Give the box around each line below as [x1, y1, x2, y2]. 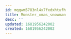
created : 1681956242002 [5, 26, 55, 31]
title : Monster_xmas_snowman [5, 12, 66, 17]
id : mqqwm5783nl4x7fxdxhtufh [5, 7, 66, 13]
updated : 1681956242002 [5, 21, 55, 27]
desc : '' [5, 17, 23, 22]
